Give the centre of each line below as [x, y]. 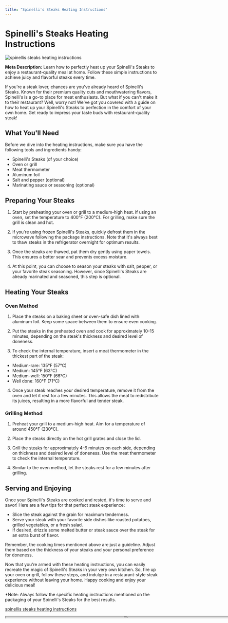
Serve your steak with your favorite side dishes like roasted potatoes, [81, 519]
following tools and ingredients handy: [43, 150]
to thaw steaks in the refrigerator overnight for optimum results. [76, 242]
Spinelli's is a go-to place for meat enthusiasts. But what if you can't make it [81, 97]
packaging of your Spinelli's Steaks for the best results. [60, 600]
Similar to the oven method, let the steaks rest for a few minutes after [81, 468]
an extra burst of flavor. [36, 535]
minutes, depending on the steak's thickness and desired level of [77, 336]
